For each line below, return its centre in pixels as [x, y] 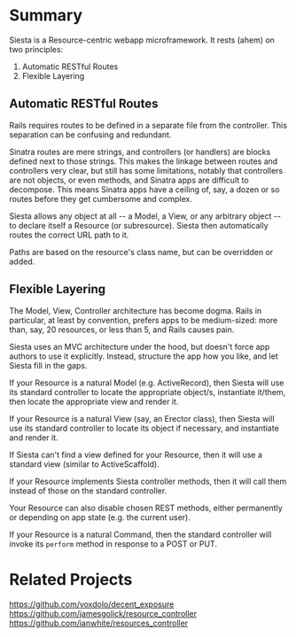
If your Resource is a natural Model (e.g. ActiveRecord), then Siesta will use [147, 383]
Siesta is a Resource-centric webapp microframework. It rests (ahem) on [142, 40]
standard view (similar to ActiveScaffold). [84, 464]
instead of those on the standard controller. [88, 490]
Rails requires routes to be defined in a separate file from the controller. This [148, 125]
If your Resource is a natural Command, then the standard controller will [140, 534]
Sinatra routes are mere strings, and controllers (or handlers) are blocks [140, 151]
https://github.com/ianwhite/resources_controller [99, 623]
